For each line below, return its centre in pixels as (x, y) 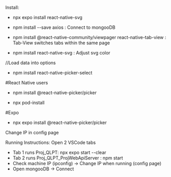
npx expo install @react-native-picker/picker (60, 122)
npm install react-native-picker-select (52, 73)
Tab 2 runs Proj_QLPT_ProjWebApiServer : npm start (68, 158)
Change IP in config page (32, 132)
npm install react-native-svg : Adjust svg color (61, 53)
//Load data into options (31, 63)
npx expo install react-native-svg (48, 17)
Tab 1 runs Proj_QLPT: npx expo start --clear (59, 152)
